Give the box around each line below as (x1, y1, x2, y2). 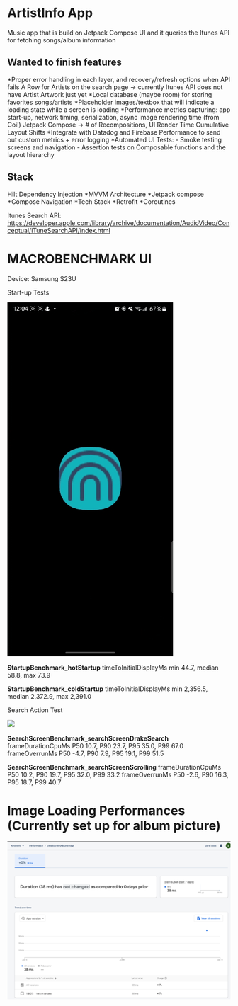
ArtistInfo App (7, 5, 93, 21)
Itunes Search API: (7, 211, 62, 219)
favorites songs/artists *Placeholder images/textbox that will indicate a (7, 98, 215, 106)
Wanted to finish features (7, 57, 123, 69)
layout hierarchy (7, 150, 55, 159)
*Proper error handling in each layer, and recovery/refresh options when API (7, 75, 231, 84)
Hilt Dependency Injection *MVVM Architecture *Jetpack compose (7, 190, 204, 198)
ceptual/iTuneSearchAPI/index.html (7, 226, 111, 234)
